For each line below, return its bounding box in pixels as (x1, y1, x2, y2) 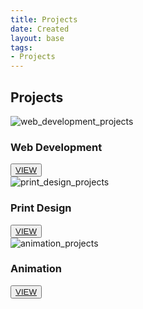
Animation (10, 262, 62, 276)
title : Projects (10, 14, 78, 25)
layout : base (10, 33, 65, 43)
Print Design (10, 201, 72, 215)
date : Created (10, 24, 70, 34)
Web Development (10, 140, 103, 154)
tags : (10, 42, 33, 53)
